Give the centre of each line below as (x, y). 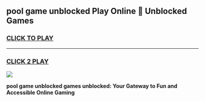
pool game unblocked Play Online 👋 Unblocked (97, 11)
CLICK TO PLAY (30, 38)
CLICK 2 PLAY (27, 61)
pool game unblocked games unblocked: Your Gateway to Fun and (92, 86)
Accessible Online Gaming (41, 92)
